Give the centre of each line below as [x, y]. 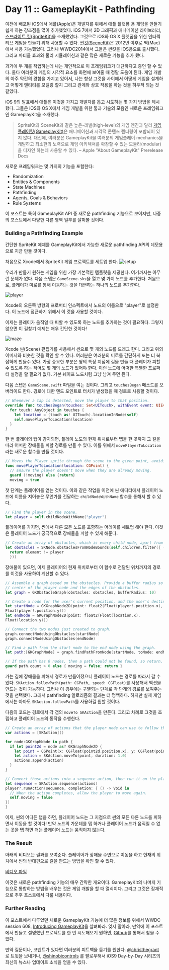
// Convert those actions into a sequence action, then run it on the [81, 779]
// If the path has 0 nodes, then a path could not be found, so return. [84, 662]
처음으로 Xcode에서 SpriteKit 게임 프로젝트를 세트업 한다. [62, 262]
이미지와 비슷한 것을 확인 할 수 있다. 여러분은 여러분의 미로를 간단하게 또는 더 [80, 355]
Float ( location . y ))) [27, 620]
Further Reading [25, 908]
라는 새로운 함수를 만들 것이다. [35, 452]
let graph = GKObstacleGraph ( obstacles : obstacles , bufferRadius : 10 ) [81, 592]
